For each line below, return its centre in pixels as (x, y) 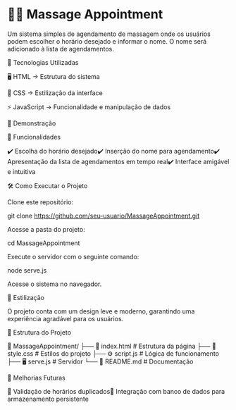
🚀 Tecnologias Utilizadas (43, 62)
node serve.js (27, 270)
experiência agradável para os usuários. (66, 318)
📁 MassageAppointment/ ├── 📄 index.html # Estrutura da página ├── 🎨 (112, 346)
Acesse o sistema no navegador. (55, 284)
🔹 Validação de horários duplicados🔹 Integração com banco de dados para (116, 391)
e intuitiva (21, 171)
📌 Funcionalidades (34, 137)
